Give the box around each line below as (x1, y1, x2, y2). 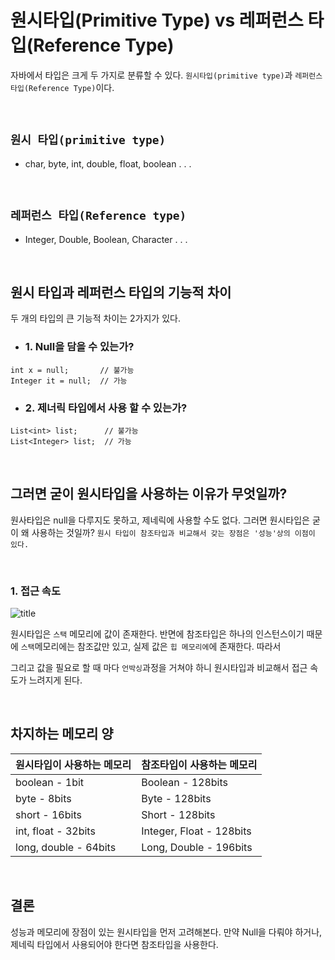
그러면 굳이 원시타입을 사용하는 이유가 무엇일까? (10, 486, 288, 503)
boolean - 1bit (15, 775, 85, 789)
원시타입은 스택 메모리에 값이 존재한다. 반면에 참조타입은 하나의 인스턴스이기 (10, 628, 305, 640)
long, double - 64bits (15, 840, 117, 854)
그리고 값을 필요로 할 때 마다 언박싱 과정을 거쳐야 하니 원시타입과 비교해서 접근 (10, 662, 308, 674)
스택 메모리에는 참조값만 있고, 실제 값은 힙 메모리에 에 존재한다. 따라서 (20, 641, 282, 653)
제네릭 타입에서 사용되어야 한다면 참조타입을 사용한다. (10, 938, 219, 950)
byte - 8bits (15, 791, 72, 805)
